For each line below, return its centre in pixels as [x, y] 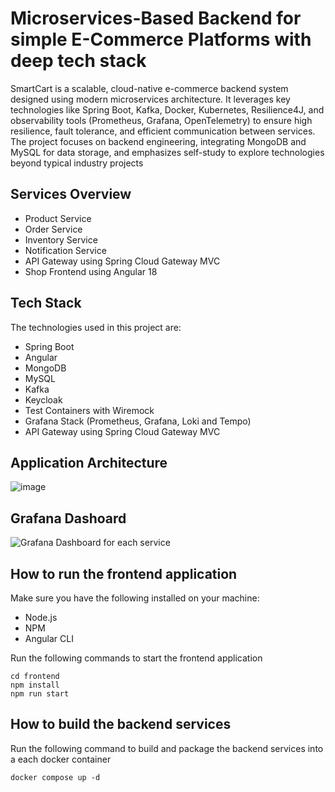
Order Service [53, 229]
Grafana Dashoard [68, 518]
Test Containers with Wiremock [89, 410]
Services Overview [71, 194]
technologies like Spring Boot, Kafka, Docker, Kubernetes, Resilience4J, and [167, 109]
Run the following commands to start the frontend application [136, 658]
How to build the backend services [121, 724]
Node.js [41, 617]
